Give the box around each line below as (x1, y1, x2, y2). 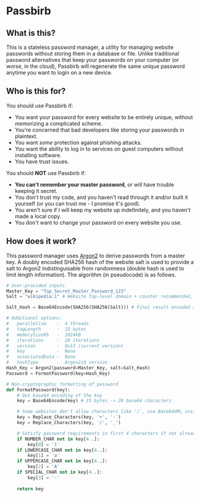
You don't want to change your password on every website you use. (14, 219, 182, 226)
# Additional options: (6, 315, 62, 321)
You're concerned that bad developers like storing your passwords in (14, 126, 185, 133)
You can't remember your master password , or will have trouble (14, 180, 174, 188)
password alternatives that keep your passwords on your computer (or (6, 57, 180, 63)
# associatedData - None (6, 354, 76, 360)
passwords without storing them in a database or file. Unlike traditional (6, 50, 180, 57)
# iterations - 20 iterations (6, 337, 100, 343)
